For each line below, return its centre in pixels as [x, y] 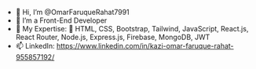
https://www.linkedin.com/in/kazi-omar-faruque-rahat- [145, 46]
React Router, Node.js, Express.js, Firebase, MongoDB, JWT [113, 37]
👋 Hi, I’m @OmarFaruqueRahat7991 [72, 12]
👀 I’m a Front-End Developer [61, 20]
